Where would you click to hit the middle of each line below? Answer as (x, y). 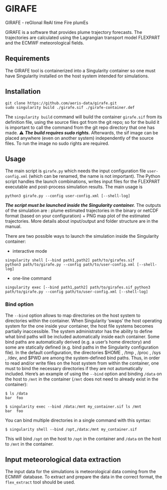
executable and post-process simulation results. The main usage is (74, 187)
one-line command (32, 278)
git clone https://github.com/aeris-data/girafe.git (61, 103)
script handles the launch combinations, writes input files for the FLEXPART (83, 182)
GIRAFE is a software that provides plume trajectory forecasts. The (74, 32)
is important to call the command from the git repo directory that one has (80, 127)
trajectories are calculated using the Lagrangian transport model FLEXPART (83, 37)
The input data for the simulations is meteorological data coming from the (81, 472)
